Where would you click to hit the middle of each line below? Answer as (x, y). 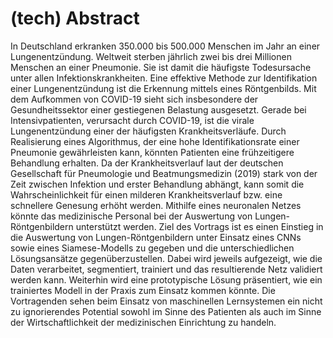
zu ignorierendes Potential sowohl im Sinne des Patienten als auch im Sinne (166, 311)
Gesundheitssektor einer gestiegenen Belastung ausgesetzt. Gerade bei (158, 109)
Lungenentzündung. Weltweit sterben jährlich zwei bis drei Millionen (151, 56)
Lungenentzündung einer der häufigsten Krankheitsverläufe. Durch (148, 131)
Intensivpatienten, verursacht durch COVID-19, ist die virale (132, 120)
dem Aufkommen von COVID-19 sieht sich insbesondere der (134, 99)
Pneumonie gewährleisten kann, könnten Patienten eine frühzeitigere (152, 152)
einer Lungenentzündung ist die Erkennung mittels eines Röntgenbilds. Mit (163, 88)
